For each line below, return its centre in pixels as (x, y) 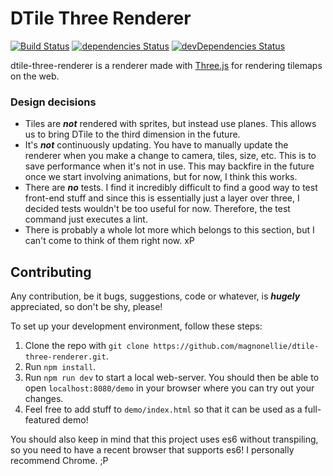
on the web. (35, 76)
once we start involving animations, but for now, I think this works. (161, 177)
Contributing (51, 272)
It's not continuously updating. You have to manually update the (156, 145)
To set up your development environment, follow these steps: (136, 326)
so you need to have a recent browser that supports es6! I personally (152, 450)
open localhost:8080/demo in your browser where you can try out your (169, 388)
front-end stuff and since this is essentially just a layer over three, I (162, 198)
